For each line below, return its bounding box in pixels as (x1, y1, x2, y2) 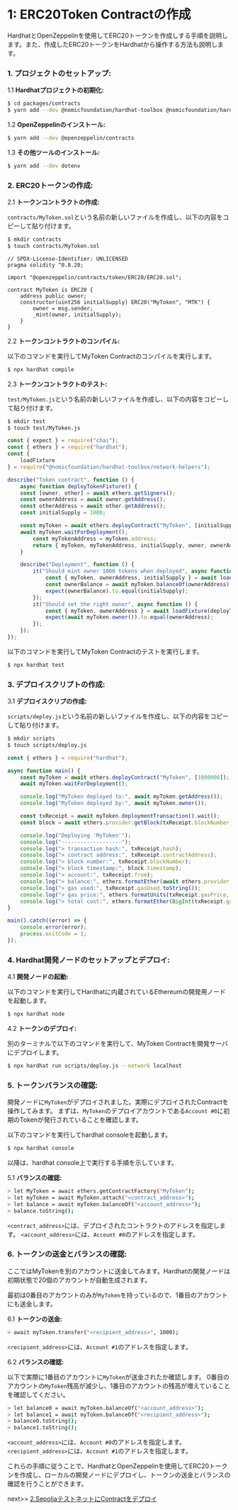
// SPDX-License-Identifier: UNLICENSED (7, 255, 129, 262)
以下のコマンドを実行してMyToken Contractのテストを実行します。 (7, 647, 203, 655)
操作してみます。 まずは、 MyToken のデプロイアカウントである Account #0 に (7, 1107, 224, 1115)
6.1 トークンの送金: (7, 1314, 62, 1323)
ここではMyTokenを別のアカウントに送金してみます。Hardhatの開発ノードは (7, 1266, 231, 1275)
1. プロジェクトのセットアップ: (7, 68, 112, 78)
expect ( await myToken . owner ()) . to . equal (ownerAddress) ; (45, 614, 214, 621)
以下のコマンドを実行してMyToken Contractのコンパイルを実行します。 (7, 351, 216, 360)
